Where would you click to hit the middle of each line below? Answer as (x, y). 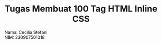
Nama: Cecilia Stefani (26, 32)
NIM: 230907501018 (24, 37)
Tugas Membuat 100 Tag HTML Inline (81, 9)
